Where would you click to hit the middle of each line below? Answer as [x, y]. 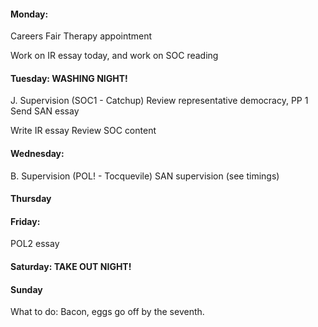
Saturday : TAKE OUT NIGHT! [71, 266]
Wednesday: [37, 153]
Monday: [29, 14]
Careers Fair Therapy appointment [81, 36]
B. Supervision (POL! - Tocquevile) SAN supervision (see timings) [145, 176]
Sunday [26, 289]
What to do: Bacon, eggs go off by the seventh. [107, 312]
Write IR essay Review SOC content [83, 131]
